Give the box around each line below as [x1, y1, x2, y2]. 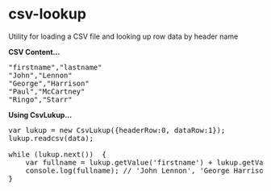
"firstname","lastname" [8, 62, 102, 72]
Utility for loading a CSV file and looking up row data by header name [8, 31, 239, 41]
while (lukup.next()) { [8, 150, 106, 159]
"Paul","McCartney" [8, 86, 85, 96]
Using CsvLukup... [8, 110, 73, 119]
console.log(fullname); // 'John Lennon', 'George [25, 166, 230, 175]
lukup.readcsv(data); [8, 134, 94, 143]
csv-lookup [8, 5, 87, 23]
